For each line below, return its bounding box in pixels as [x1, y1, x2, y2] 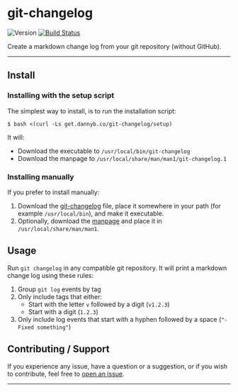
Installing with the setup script [7, 91, 115, 101]
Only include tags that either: [17, 292, 103, 301]
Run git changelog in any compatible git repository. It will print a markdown [7, 264, 227, 272]
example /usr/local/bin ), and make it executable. [17, 209, 164, 218]
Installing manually [7, 172, 74, 181]
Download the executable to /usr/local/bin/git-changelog [17, 147, 191, 155]
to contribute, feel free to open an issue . [7, 369, 125, 378]
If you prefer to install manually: [7, 188, 100, 196]
